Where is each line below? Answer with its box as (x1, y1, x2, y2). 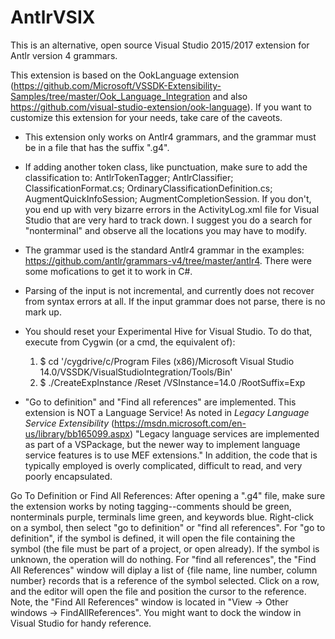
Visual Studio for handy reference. (10, 617, 152, 629)
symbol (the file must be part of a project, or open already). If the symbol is (10, 542, 320, 555)
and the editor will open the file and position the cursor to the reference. (10, 585, 307, 597)
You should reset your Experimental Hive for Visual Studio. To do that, (24, 325, 313, 337)
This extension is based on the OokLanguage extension (10, 69, 240, 81)
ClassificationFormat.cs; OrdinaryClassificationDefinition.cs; (24, 182, 273, 194)
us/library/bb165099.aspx (24, 427, 130, 440)
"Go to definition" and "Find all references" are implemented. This (24, 396, 297, 408)
